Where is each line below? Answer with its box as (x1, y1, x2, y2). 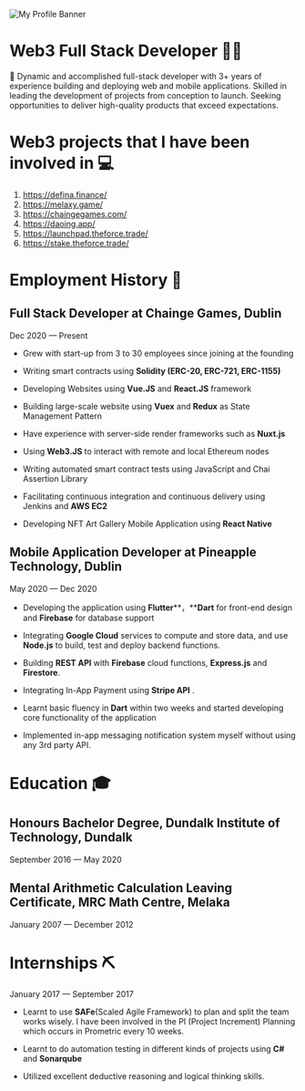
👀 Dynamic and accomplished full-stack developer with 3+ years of (9, 70, 262, 81)
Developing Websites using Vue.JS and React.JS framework (22, 383, 252, 394)
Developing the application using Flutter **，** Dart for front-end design (22, 602, 293, 613)
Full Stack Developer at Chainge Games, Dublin (9, 306, 282, 321)
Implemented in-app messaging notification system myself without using (22, 730, 296, 741)
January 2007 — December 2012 (9, 919, 134, 930)
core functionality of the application (22, 712, 157, 722)
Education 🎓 (9, 773, 111, 794)
